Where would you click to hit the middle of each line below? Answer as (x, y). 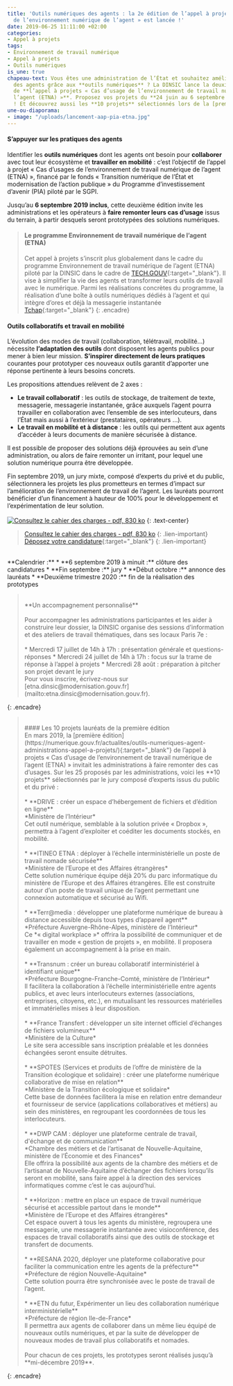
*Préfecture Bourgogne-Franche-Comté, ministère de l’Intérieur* (117, 979)
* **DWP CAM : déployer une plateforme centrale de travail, (111, 1134)
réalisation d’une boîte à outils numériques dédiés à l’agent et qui (117, 295)
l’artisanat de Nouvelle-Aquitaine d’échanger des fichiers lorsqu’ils (119, 1171)
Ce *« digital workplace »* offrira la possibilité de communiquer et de (123, 935)
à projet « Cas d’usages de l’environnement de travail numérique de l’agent (114, 169)
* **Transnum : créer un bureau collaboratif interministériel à (112, 964)
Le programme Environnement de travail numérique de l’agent (115, 235)
